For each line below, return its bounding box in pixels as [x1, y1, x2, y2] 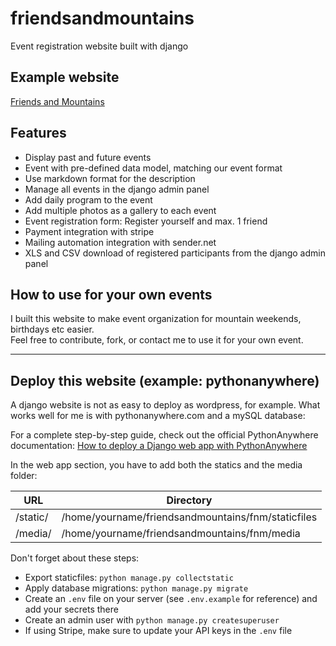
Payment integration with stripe [24, 225, 155, 237]
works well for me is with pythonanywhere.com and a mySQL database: [10, 410, 306, 422]
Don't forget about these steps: [10, 552, 140, 564]
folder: [10, 470, 38, 482]
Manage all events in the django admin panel [24, 183, 210, 195]
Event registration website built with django [10, 40, 189, 52]
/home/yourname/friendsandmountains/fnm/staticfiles [61, 510, 318, 524]
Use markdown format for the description [24, 172, 196, 184]
